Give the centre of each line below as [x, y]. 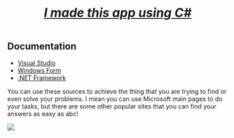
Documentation [42, 46]
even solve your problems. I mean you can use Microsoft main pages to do [115, 99]
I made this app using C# [118, 13]
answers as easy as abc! [43, 114]
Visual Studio [36, 63]
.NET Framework [42, 78]
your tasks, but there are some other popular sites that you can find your [112, 106]
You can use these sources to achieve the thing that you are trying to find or [117, 92]
